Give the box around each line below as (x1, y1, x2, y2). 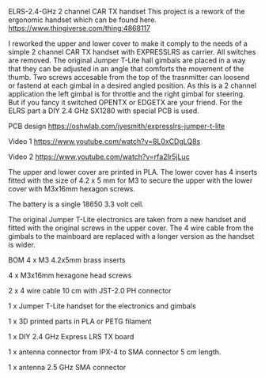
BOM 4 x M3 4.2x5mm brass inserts (8, 255, 126, 264)
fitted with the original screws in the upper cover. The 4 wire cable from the (8, 223, 255, 232)
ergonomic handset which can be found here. (8, 15, 157, 25)
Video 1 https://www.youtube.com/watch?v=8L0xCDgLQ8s (8, 137, 201, 146)
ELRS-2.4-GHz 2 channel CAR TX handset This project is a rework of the (8, 7, 245, 16)
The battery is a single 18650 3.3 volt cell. (8, 199, 144, 209)
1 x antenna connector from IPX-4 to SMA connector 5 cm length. (8, 347, 221, 357)
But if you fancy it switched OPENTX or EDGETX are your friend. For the (8, 98, 243, 107)
